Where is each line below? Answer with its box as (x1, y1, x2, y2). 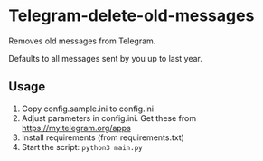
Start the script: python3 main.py (21, 141, 143, 152)
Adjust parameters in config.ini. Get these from (21, 112, 196, 123)
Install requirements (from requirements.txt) (21, 132, 184, 143)
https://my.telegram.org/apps (21, 122, 132, 133)
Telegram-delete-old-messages (8, 5, 255, 26)
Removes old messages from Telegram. (8, 35, 156, 46)
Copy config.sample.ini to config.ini (21, 103, 155, 114)
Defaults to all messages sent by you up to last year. (8, 52, 202, 63)
